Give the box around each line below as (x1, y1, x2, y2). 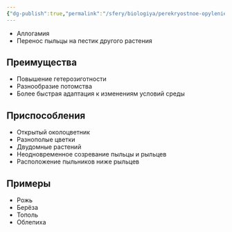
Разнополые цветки (16, 136, 75, 144)
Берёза (16, 204, 39, 212)
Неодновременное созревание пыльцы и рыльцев (16, 150, 167, 159)
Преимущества (6, 57, 78, 69)
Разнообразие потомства (16, 82, 93, 91)
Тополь (16, 211, 39, 219)
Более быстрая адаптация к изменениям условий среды (16, 89, 185, 98)
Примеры (6, 177, 51, 189)
